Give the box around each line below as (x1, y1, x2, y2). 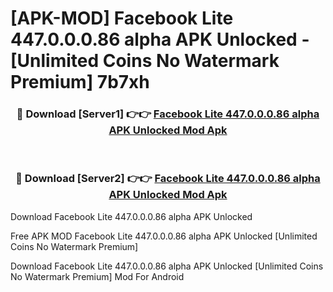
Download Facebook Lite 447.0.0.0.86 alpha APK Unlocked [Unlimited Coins (10, 260, 324, 272)
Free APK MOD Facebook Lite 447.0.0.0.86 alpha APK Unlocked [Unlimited (10, 230, 318, 242)
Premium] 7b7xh (10, 71, 150, 94)
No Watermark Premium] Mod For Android (10, 270, 185, 282)
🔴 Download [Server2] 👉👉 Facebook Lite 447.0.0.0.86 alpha (15, 172, 321, 186)
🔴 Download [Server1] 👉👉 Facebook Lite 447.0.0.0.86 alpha (16, 107, 320, 121)
